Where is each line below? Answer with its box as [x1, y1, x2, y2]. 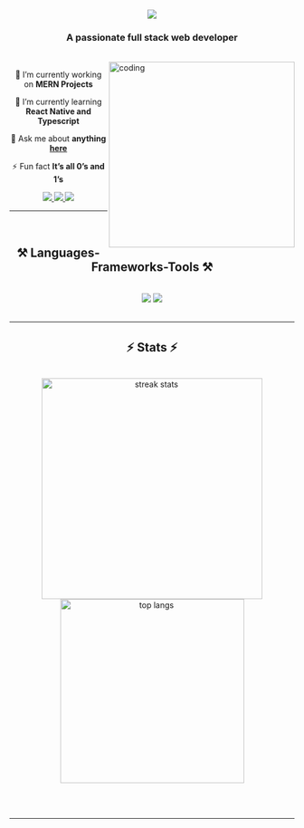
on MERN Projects [24, 79, 93, 90]
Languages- [30, 245, 100, 260]
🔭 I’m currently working [14, 69, 102, 81]
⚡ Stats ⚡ [126, 340, 178, 355]
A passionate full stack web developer [66, 32, 238, 44]
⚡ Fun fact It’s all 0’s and [12, 161, 106, 172]
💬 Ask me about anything [10, 133, 107, 144]
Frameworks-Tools [90, 259, 200, 274]
